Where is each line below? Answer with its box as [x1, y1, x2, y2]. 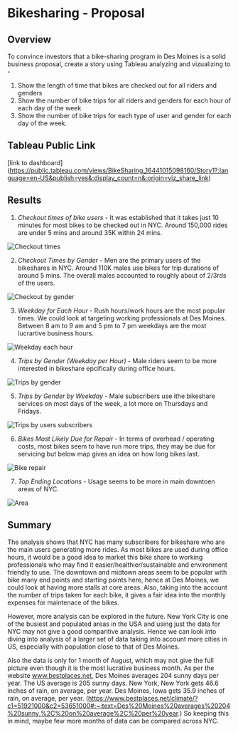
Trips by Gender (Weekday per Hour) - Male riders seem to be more [17, 356, 217, 365]
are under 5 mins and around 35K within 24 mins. [17, 228, 163, 236]
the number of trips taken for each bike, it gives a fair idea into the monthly [7, 591, 226, 600]
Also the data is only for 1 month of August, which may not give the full [7, 657, 215, 665]
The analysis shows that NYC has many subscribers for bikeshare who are [7, 538, 225, 546]
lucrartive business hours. [17, 329, 94, 338]
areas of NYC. [17, 484, 59, 493]
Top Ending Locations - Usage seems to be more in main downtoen [17, 477, 215, 486]
